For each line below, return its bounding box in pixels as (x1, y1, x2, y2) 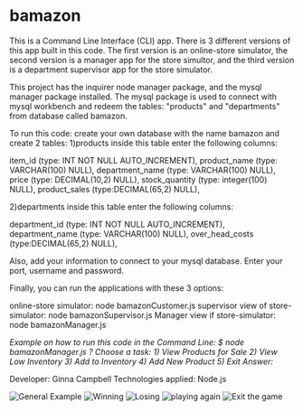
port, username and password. (9, 265, 125, 276)
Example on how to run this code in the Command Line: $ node (9, 336, 245, 348)
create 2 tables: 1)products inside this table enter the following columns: (9, 137, 278, 148)
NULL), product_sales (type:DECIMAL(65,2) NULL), (9, 183, 201, 194)
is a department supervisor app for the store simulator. (9, 64, 213, 75)
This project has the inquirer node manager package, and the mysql (9, 81, 262, 92)
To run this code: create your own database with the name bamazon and (9, 127, 280, 138)
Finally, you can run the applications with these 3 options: (9, 282, 224, 294)
